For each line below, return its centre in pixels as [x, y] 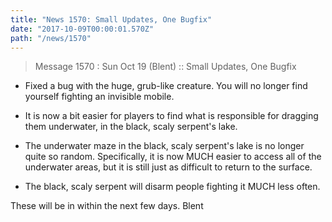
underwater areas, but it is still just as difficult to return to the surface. [168, 167]
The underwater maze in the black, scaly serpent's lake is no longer [164, 146]
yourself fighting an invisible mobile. [99, 97]
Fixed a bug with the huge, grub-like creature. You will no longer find [166, 86]
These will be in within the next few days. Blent [107, 206]
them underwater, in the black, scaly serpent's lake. [131, 127]
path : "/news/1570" [51, 38]
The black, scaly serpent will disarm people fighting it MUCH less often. [172, 187]
